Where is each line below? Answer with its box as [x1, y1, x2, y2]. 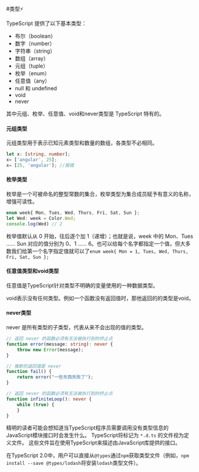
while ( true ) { [17, 401, 55, 407]
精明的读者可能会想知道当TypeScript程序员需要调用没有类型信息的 [6, 424, 169, 431]
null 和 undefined [14, 85, 57, 91]
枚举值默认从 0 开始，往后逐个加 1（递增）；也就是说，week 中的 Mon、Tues [6, 232, 194, 240]
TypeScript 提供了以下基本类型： [6, 20, 87, 27]
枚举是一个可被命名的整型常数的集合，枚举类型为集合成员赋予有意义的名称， [6, 191, 194, 198]
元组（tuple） [14, 62, 49, 69]
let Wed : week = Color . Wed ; [6, 215, 76, 221]
